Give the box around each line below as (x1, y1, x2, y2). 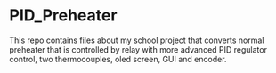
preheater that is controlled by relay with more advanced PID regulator (9, 44, 267, 54)
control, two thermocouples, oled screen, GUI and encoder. (9, 53, 227, 64)
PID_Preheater (9, 5, 118, 26)
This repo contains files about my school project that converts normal (9, 35, 264, 45)
